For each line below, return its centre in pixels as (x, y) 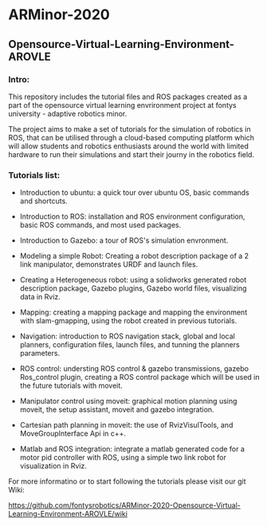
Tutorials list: (34, 175)
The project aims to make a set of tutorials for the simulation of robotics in (130, 129)
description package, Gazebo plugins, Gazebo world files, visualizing (133, 288)
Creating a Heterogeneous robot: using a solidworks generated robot (133, 280)
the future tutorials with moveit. (71, 386)
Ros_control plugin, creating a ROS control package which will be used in (140, 378)
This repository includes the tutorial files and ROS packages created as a (128, 97)
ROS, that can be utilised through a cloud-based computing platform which (132, 137)
